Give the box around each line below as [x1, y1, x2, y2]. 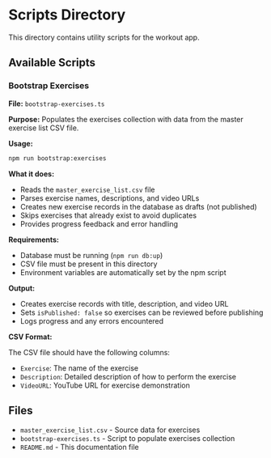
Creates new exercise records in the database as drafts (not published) [19, 201, 257, 211]
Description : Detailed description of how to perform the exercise [19, 371, 237, 381]
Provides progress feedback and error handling [19, 218, 179, 228]
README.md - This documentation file [19, 443, 139, 452]
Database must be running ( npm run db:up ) [19, 250, 163, 260]
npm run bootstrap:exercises [8, 154, 107, 163]
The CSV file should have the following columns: [8, 347, 170, 357]
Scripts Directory [8, 6, 126, 24]
